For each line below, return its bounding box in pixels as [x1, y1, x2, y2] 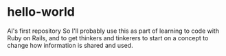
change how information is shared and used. [7, 41, 133, 49]
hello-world [7, 4, 76, 20]
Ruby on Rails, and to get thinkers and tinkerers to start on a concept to [7, 33, 209, 42]
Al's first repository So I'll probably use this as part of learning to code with [7, 27, 220, 35]
